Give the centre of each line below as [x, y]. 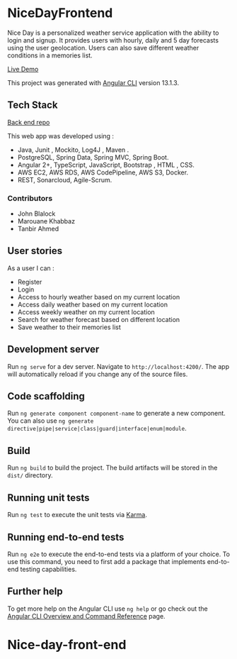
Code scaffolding [46, 396]
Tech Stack [33, 105]
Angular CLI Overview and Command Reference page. [86, 616]
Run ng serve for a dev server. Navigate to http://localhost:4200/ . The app [118, 366]
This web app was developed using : [61, 135]
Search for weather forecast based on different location [99, 319]
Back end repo [29, 122]
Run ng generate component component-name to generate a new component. [117, 414]
